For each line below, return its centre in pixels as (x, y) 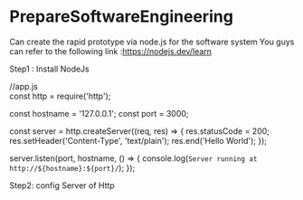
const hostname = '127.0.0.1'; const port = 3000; (99, 113)
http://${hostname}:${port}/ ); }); (72, 167)
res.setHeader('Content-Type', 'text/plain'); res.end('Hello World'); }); (138, 140)
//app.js (24, 86)
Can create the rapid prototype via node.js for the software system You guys (152, 42)
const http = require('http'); (60, 96)
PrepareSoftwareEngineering (121, 17)
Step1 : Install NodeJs (49, 69)
